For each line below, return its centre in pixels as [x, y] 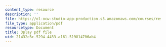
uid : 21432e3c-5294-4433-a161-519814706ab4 [51, 37]
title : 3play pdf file [28, 32]
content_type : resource [30, 10]
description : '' [22, 14]
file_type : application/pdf [34, 23]
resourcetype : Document [30, 28]
